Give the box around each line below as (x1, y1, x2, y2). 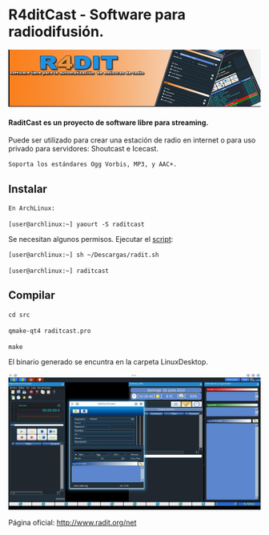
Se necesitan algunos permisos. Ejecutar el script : (8, 235, 174, 244)
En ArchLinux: (8, 204, 56, 213)
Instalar (8, 182, 48, 195)
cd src (8, 311, 30, 319)
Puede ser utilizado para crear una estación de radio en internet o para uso (8, 135, 256, 145)
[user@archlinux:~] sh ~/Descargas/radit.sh (8, 251, 159, 259)
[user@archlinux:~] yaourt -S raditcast (8, 220, 146, 229)
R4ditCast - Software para (8, 6, 186, 24)
